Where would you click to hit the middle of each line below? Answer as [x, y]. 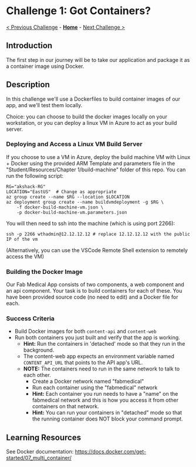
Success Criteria [30, 319]
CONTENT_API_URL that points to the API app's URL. [83, 363]
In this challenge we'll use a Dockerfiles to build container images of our [93, 99]
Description [28, 85]
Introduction [29, 46]
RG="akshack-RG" [26, 187]
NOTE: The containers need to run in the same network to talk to [102, 369]
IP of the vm [22, 239]
